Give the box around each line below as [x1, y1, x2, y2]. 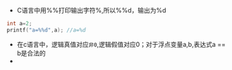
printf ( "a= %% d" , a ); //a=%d [6, 27, 86, 34]
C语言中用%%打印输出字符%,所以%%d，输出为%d [16, 6, 166, 14]
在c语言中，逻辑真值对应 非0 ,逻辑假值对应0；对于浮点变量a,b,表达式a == [16, 40, 226, 48]
